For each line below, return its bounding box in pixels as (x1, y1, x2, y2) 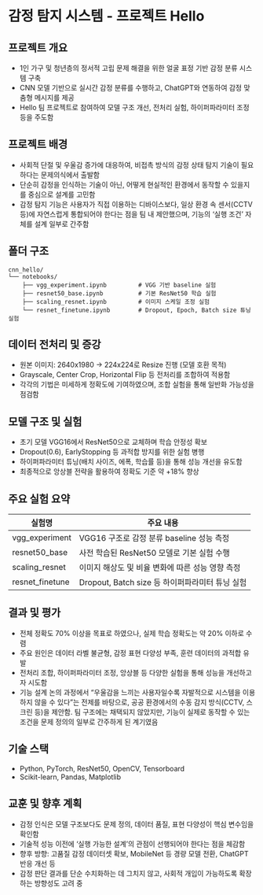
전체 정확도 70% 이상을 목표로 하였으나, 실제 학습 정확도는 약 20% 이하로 (19, 628, 245, 638)
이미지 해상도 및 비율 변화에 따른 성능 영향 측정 (79, 562, 241, 573)
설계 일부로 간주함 (34, 219, 89, 228)
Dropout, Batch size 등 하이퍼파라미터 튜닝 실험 (79, 577, 247, 588)
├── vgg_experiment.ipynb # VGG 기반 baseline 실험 (22, 281, 217, 289)
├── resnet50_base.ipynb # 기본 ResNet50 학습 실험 (22, 289, 217, 298)
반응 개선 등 (19, 859, 57, 868)
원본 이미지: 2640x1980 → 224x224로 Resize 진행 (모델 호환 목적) (19, 360, 227, 370)
